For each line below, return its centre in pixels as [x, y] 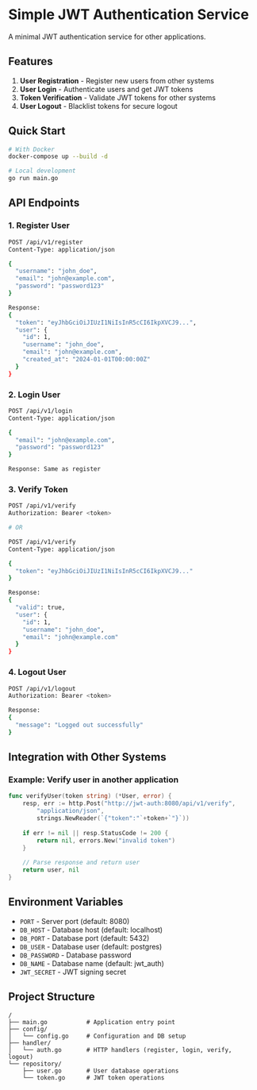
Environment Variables [66, 902]
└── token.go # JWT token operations [94, 1077]
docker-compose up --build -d [58, 156]
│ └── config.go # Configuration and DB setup [97, 1036]
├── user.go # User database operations [101, 1071]
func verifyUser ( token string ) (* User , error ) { [90, 796]
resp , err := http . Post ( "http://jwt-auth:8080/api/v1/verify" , [129, 803]
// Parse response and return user [81, 863]
